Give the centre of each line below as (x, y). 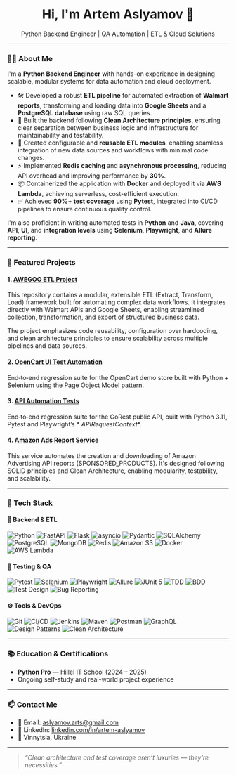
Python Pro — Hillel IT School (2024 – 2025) (82, 672)
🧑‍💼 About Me (30, 58)
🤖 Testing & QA (29, 566)
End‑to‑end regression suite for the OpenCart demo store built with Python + (118, 377)
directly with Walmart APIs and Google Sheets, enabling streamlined (106, 310)
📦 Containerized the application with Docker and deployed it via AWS (119, 184)
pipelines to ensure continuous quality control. (85, 209)
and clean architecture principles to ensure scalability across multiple (108, 338)
